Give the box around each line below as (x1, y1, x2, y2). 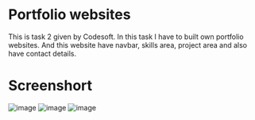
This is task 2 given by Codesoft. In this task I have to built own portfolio (8, 32, 244, 41)
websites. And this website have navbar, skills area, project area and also (8, 40, 248, 49)
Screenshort (8, 77, 93, 95)
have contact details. (8, 48, 77, 58)
